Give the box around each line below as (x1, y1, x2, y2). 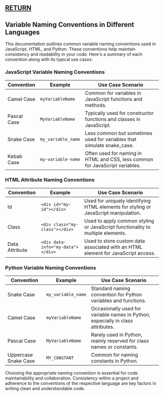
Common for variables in (84, 90, 142, 96)
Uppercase (7, 352, 33, 358)
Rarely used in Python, (91, 331, 143, 338)
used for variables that (84, 136, 137, 143)
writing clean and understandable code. (5, 386, 85, 392)
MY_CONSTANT (46, 355, 74, 361)
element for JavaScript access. (84, 249, 156, 256)
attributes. (91, 323, 115, 330)
